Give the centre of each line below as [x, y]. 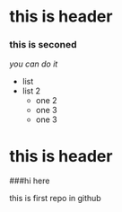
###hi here [30, 181]
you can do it [34, 64]
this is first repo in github [55, 199]
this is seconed [43, 45]
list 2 [31, 91]
